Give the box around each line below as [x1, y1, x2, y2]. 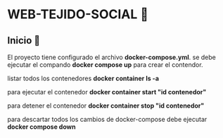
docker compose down [7, 123, 76, 131]
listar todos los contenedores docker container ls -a [7, 74, 160, 82]
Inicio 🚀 [7, 34, 41, 46]
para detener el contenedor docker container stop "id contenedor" [7, 101, 205, 110]
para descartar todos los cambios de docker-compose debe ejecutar [7, 115, 208, 123]
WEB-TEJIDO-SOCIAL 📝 [7, 6, 149, 23]
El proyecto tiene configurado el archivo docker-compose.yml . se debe [7, 53, 216, 61]
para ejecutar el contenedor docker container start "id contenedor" [7, 88, 207, 96]
